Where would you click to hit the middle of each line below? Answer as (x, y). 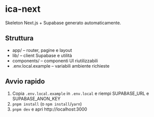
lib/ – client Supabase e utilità (42, 55)
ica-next (23, 9)
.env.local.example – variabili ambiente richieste (61, 66)
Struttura (19, 38)
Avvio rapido (25, 82)
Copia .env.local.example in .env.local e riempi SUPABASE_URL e (80, 93)
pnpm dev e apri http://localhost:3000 (50, 109)
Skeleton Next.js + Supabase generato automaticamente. (63, 23)
